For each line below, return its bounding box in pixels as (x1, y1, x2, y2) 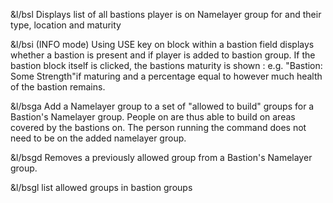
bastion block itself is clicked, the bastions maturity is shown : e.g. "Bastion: (10, 60, 323, 71)
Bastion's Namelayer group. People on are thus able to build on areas (10, 111, 296, 123)
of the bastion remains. (10, 81, 106, 93)
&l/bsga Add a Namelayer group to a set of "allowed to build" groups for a (10, 100, 315, 112)
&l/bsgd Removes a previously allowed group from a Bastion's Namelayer (10, 152, 313, 163)
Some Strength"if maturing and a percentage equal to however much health (10, 70, 323, 82)
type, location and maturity (10, 19, 122, 31)
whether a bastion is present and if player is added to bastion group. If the (10, 49, 316, 61)
